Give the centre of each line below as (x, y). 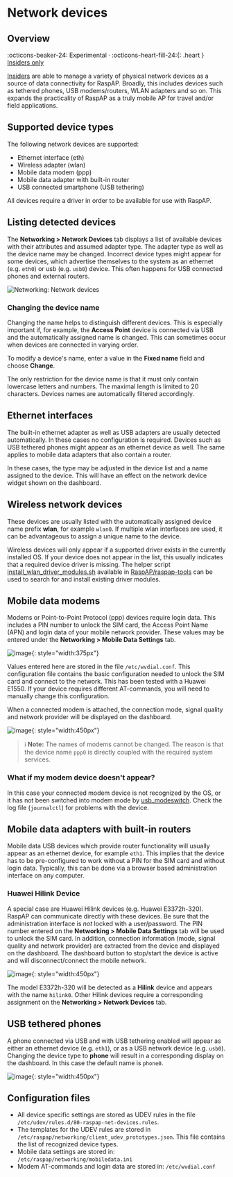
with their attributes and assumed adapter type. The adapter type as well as (115, 246)
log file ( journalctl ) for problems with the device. (78, 807)
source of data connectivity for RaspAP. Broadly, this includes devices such (115, 83)
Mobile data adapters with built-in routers (99, 829)
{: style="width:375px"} (65, 653)
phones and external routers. (49, 276)
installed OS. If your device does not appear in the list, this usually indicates (115, 557)
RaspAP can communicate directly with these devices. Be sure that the (108, 916)
